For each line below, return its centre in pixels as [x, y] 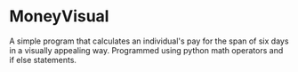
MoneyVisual [59, 16]
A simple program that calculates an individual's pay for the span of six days [149, 41]
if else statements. [43, 60]
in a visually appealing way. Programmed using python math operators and [146, 50]
